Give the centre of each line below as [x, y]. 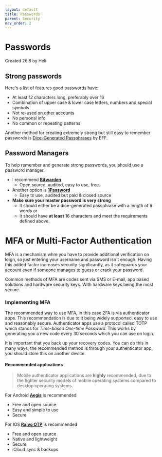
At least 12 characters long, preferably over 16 [58, 97]
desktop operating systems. [45, 386]
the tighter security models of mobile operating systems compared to [87, 380]
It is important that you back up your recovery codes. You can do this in [77, 343]
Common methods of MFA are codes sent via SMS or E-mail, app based [77, 279]
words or [28, 211]
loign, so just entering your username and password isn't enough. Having [79, 259]
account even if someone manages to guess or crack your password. [74, 270]
